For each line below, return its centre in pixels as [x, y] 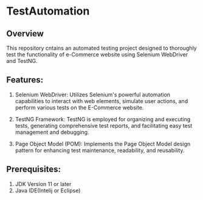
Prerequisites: [33, 169]
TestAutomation [48, 11]
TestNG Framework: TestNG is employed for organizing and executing [103, 119]
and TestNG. [22, 61]
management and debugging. [52, 132]
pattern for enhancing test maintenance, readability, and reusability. [100, 150]
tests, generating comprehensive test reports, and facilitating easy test [104, 125]
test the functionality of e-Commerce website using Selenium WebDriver [97, 55]
